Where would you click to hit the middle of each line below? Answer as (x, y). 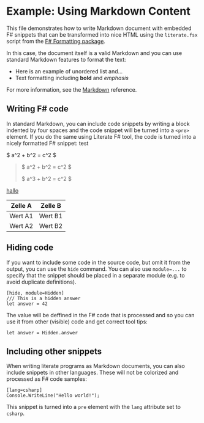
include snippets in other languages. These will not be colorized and (93, 373)
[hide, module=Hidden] (35, 293)
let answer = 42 (27, 304)
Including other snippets (54, 351)
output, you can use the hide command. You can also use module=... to (96, 269)
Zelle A (21, 205)
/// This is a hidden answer (43, 298)
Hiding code (30, 248)
